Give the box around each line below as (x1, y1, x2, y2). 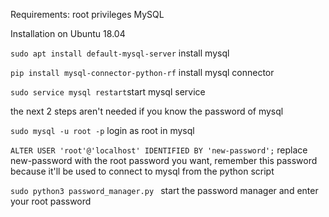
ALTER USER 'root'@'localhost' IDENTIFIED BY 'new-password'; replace (10, 144, 308, 156)
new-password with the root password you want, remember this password (10, 155, 318, 166)
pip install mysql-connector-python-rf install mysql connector (10, 67, 275, 78)
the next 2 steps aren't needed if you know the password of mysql (10, 105, 284, 117)
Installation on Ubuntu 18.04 (10, 28, 126, 39)
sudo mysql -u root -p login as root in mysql (10, 125, 195, 136)
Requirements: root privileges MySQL (10, 9, 165, 20)
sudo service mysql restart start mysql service (10, 86, 206, 98)
